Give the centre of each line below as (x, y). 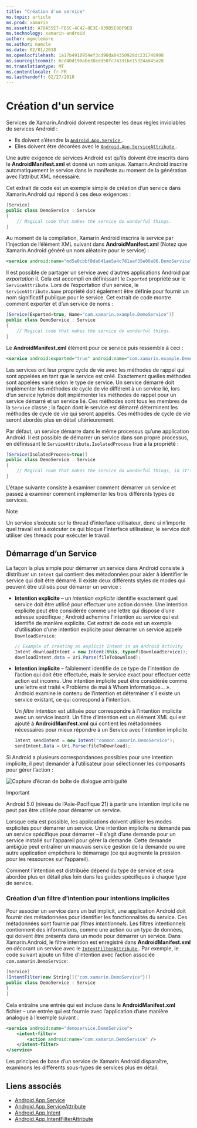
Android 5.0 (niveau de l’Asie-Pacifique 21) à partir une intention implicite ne (98, 804)
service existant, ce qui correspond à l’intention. (73, 700)
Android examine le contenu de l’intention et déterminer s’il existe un (97, 693)
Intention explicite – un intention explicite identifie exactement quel (96, 598)
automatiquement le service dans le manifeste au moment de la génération (96, 171)
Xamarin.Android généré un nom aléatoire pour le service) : (78, 251)
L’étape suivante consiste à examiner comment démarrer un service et (91, 487)
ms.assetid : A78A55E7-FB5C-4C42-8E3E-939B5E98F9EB (69, 28)
